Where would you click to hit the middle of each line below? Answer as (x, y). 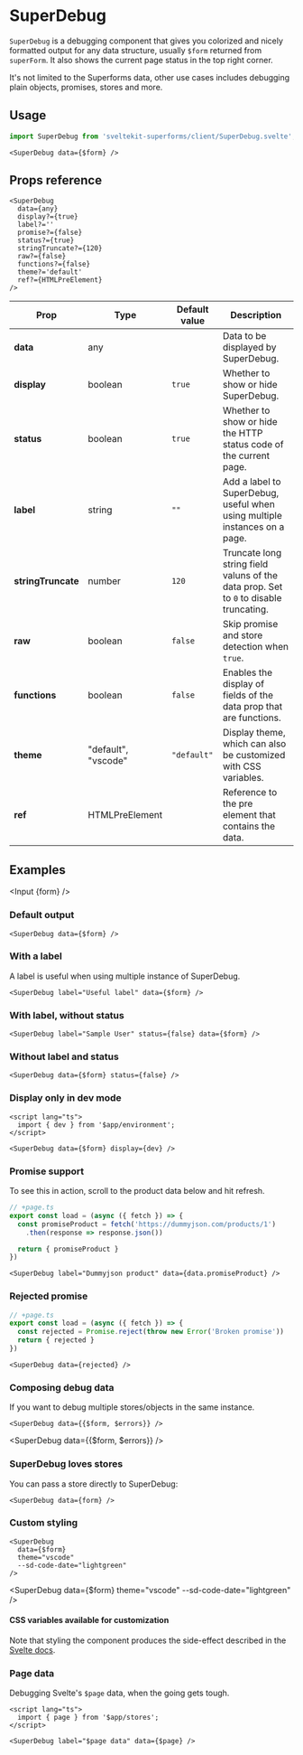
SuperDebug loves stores (66, 1464)
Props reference (55, 180)
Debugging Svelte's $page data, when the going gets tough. (119, 1693)
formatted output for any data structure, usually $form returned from (136, 50)
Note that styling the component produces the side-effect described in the (148, 1640)
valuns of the (250, 576)
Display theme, (254, 733)
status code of (253, 445)
